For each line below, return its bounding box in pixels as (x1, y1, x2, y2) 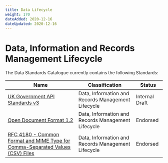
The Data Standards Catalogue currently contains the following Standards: (5, 70, 158, 76)
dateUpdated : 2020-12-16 (5, 21, 57, 26)
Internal (135, 93, 154, 100)
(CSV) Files (7, 150, 34, 157)
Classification (87, 82, 122, 89)
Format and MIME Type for (7, 138, 70, 145)
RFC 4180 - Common (7, 131, 59, 138)
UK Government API (7, 93, 55, 100)
